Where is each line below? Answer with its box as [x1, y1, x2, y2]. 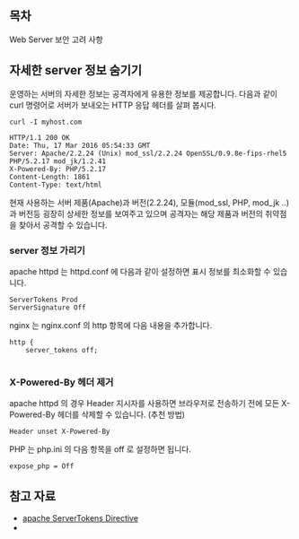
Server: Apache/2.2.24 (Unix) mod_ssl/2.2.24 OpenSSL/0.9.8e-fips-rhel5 [9, 149, 287, 158]
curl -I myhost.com [9, 117, 83, 126]
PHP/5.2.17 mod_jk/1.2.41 [9, 156, 106, 166]
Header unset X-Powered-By [9, 427, 110, 437]
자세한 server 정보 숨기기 [9, 63, 142, 78]
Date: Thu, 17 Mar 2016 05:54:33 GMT [9, 141, 151, 150]
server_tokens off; [25, 345, 99, 354]
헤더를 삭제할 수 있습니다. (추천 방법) [57, 409, 186, 420]
